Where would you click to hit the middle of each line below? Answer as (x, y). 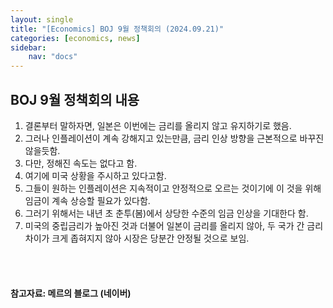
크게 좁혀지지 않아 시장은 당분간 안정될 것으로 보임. (150, 238)
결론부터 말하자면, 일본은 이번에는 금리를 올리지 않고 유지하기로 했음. (158, 125)
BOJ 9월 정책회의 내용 (75, 99)
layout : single (42, 19)
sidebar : (28, 47)
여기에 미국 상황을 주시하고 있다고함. (95, 175)
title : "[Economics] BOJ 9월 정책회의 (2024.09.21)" (117, 29)
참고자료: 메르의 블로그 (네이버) (71, 293)
